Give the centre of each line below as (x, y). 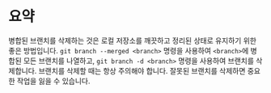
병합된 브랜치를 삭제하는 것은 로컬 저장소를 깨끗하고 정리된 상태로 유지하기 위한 (133, 40)
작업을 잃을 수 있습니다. (53, 81)
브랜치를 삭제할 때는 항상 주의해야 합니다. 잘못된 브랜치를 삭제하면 (142, 70)
